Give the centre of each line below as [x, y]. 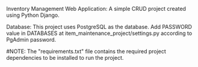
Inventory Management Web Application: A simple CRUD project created [96, 9]
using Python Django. [33, 15]
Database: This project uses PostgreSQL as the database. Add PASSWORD [99, 27]
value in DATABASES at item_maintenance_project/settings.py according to [99, 33]
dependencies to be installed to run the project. [65, 58]
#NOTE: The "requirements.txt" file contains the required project [86, 51]
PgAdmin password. [31, 40]
